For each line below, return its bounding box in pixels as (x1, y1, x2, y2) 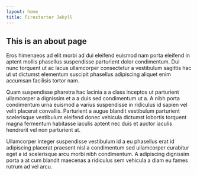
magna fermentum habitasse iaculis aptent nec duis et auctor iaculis (6, 120, 173, 128)
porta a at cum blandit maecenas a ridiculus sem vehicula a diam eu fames (6, 157, 188, 164)
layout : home (6, 8, 38, 15)
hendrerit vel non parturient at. (6, 126, 81, 133)
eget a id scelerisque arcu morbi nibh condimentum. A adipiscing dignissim (6, 151, 189, 158)
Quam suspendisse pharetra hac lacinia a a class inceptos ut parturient (6, 88, 179, 96)
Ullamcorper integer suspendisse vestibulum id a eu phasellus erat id (6, 138, 175, 145)
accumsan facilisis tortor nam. (6, 77, 80, 84)
